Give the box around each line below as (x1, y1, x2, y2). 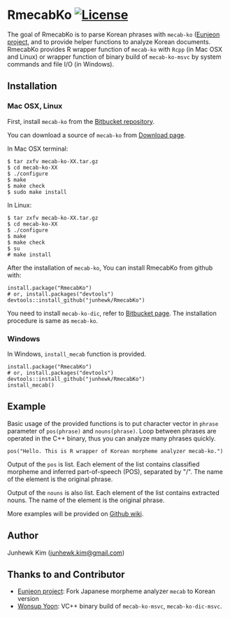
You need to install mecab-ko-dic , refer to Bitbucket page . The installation (7, 309, 217, 317)
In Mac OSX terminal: (7, 144, 69, 153)
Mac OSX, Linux (7, 102, 63, 111)
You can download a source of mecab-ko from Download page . (7, 130, 187, 139)
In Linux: (7, 200, 32, 209)
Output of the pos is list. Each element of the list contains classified (7, 459, 200, 469)
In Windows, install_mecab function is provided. (7, 349, 147, 358)
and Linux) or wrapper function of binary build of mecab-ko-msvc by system (7, 53, 222, 61)
